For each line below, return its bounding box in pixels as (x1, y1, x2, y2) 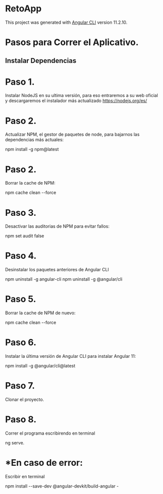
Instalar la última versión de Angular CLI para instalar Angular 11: (5, 353, 136, 359)
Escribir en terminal (5, 473, 45, 479)
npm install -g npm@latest (5, 147, 59, 152)
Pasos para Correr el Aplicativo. (5, 37, 139, 48)
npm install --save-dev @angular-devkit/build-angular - (5, 483, 119, 489)
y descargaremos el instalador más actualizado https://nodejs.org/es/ (5, 98, 147, 104)
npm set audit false (5, 233, 45, 239)
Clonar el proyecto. (5, 396, 45, 402)
